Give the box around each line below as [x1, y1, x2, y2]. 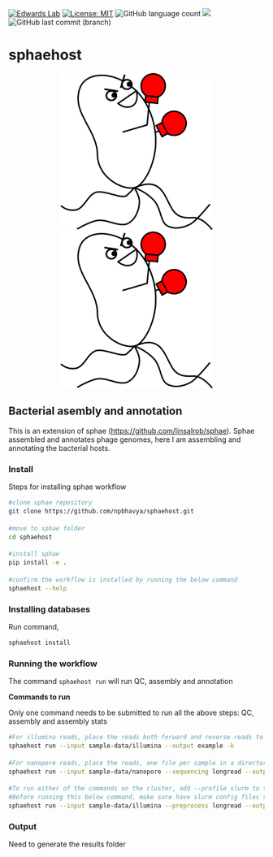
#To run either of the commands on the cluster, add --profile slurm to [8, 785, 260, 793]
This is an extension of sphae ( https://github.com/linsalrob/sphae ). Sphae [8, 426, 255, 435]
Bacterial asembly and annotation [8, 405, 183, 418]
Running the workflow [8, 658, 97, 669]
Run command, [8, 622, 59, 631]
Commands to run [8, 692, 71, 702]
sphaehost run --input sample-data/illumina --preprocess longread [8, 802, 242, 810]
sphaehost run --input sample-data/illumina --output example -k [8, 742, 234, 751]
